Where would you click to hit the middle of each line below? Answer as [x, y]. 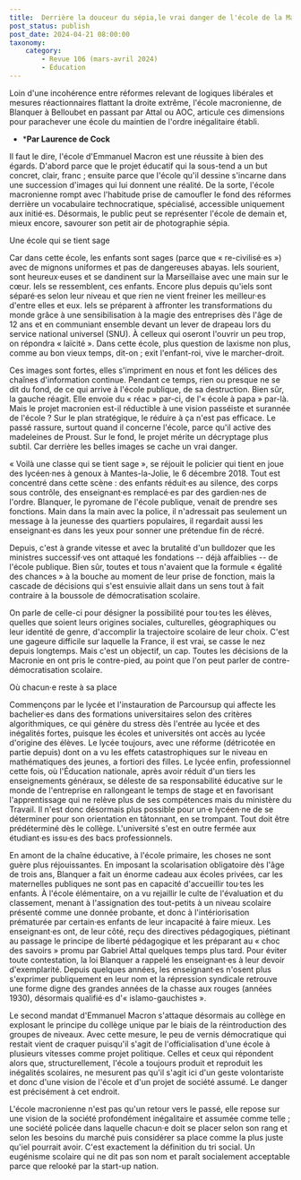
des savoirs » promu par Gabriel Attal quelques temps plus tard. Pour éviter [148, 950]
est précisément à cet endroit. [64, 1091]
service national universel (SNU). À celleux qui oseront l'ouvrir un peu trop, [148, 333]
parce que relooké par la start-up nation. [84, 1166]
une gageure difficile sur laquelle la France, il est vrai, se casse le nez [138, 641]
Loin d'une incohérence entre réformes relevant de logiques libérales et [142, 93]
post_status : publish [50, 26]
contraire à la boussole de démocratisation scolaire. [105, 595]
